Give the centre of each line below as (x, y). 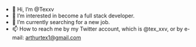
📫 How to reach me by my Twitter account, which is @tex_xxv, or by (97, 29)
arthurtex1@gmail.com (53, 37)
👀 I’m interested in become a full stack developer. (73, 16)
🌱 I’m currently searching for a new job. (61, 22)
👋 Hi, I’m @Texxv (33, 9)
